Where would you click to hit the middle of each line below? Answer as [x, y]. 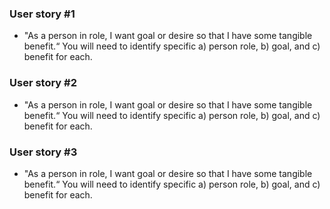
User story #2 [43, 83]
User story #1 [42, 14]
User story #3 [43, 152]
